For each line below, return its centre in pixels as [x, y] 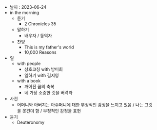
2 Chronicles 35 [40, 24]
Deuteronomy [31, 122]
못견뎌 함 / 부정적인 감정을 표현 [52, 111]
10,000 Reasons [40, 52]
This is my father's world [49, 47]
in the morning [24, 13]
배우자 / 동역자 [38, 36]
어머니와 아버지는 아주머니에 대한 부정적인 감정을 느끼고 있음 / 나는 [80, 105]
